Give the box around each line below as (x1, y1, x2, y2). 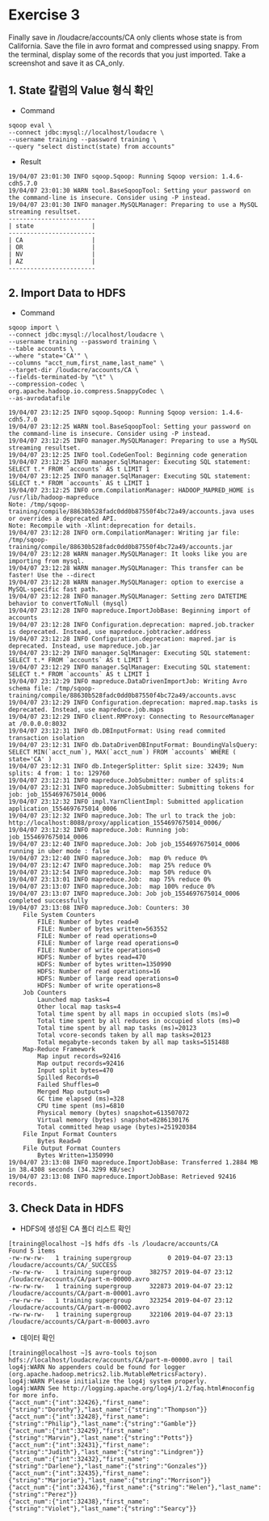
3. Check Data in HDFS (8, 1201, 124, 1215)
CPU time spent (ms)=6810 (37, 1101, 125, 1109)
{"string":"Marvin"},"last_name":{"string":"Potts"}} (8, 1434, 194, 1443)
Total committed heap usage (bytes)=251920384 (37, 1122, 197, 1131)
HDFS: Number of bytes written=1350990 (37, 960, 172, 968)
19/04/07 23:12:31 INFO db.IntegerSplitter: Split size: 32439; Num (8, 762, 244, 770)
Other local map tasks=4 (37, 1003, 121, 1011)
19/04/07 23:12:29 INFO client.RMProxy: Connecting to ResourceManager (8, 712, 254, 720)
